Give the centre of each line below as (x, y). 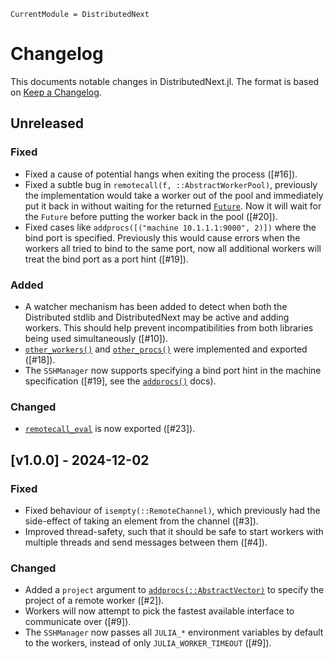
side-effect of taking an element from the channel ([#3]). (141, 521)
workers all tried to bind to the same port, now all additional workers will (173, 248)
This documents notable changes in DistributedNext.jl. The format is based (165, 81)
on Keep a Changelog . (56, 92)
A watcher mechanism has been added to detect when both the (156, 306)
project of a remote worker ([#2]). (94, 601)
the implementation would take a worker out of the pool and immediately (174, 195)
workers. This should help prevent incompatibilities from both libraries (169, 327)
